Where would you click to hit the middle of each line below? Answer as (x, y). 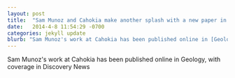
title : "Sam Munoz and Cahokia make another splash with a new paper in (117, 20)
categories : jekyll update (47, 33)
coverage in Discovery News (49, 67)
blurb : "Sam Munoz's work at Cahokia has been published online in (108, 40)
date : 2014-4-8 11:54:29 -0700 (56, 26)
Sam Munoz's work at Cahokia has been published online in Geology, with (114, 59)
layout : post (26, 14)
